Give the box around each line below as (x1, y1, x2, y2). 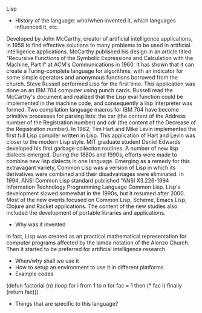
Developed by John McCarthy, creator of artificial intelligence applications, (6, 35, 193, 42)
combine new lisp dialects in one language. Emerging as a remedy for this (6, 158, 191, 164)
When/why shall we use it (15, 257, 79, 264)
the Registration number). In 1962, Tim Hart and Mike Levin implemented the (6, 126, 197, 132)
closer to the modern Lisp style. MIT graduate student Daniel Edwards (6, 138, 181, 145)
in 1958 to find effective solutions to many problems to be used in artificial (6, 42, 191, 49)
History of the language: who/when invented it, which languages (15, 17, 177, 24)
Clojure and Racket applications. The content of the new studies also (6, 203, 178, 210)
